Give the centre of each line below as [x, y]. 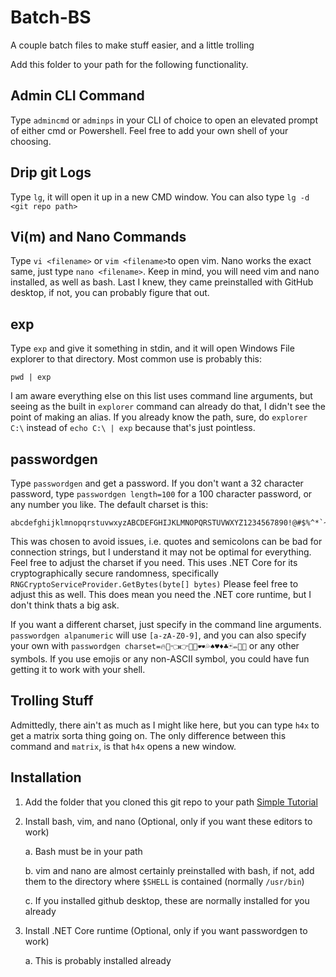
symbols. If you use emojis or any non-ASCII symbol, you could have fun [160, 659]
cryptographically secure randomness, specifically [114, 573]
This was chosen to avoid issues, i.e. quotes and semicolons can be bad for [166, 541]
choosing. [31, 141]
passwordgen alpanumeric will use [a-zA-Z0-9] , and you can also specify [158, 635]
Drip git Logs [51, 172]
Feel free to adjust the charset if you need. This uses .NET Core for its [154, 562]
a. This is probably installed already [98, 960]
